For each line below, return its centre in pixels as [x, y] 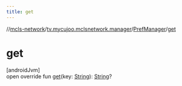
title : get [20, 12]
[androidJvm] [23, 70]
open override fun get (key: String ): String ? [59, 76]
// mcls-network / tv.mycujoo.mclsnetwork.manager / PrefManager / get [91, 29]
